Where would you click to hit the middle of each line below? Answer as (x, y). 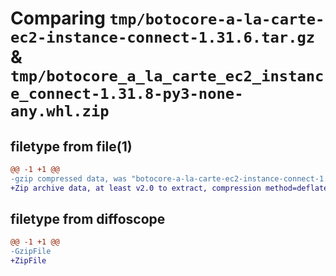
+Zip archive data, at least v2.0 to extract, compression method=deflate (169, 188)
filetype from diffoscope (88, 219)
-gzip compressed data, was (69, 178)
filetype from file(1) (71, 146)
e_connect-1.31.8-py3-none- (127, 94)
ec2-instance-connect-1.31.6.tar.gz (163, 37)
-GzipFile (31, 252)
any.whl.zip (60, 111)
